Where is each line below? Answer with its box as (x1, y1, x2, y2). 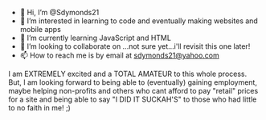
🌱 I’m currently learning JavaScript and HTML (19, 33, 171, 42)
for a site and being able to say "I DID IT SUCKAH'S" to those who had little (8, 94, 257, 104)
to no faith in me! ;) (8, 103, 71, 112)
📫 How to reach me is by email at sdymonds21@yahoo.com (19, 50, 219, 60)
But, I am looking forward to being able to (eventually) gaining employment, (8, 78, 257, 87)
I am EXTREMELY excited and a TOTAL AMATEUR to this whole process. (8, 69, 248, 78)
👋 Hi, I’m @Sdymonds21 (19, 8, 100, 17)
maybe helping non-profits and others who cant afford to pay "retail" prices (8, 86, 259, 95)
